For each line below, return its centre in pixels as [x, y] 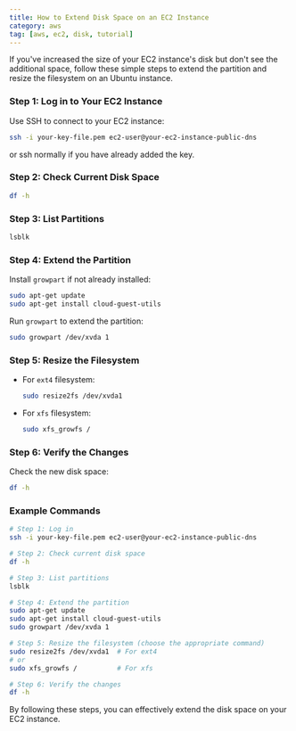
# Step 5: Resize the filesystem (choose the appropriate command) [137, 644]
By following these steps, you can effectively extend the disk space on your [148, 710]
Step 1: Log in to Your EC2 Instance [86, 102]
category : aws [36, 26]
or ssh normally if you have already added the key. [102, 154]
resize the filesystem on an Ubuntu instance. [91, 78]
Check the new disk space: [59, 472]
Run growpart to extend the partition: [77, 321]
